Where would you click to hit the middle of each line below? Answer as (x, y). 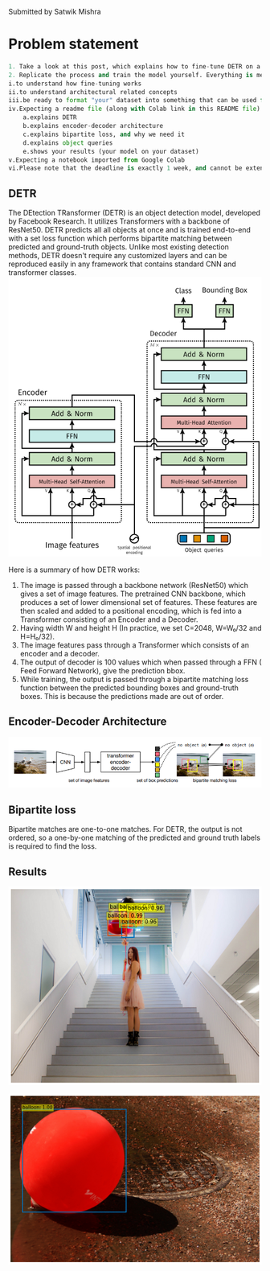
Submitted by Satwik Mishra (55, 12)
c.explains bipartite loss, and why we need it (104, 134)
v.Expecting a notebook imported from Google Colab (96, 160)
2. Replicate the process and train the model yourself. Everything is (131, 75)
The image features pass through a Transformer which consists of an (135, 645)
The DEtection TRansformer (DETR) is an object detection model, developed (135, 213)
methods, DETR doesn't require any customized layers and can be (118, 256)
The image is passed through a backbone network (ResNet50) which (134, 585)
